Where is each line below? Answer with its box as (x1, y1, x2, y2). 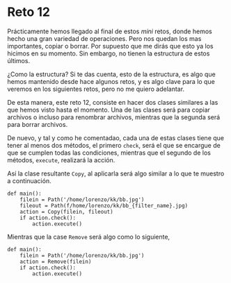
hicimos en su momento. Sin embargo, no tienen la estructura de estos (7, 49, 210, 58)
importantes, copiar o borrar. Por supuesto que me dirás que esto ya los (7, 42, 214, 50)
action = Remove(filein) (19, 258, 92, 265)
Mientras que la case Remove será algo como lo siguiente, (7, 232, 170, 241)
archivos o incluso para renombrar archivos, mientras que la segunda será (7, 112, 221, 121)
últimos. (7, 56, 30, 65)
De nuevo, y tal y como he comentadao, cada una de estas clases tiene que (7, 133, 225, 142)
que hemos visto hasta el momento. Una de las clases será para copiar (7, 105, 211, 114)
